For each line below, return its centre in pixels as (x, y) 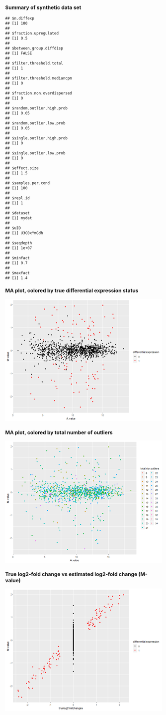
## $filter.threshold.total (34, 63)
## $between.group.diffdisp (34, 48)
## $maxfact (17, 273)
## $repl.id (17, 198)
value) (13, 580)
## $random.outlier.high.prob (37, 108)
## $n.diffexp (20, 18)
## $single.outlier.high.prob (37, 138)
